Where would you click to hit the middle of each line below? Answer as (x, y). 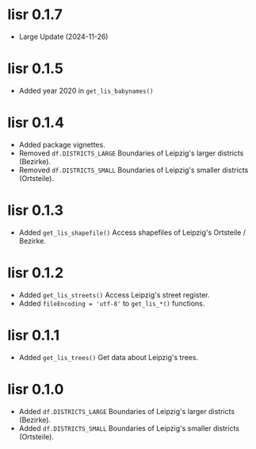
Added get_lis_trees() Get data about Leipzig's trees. (109, 357)
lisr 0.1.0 (36, 389)
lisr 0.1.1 (34, 335)
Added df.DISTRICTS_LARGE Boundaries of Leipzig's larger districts (127, 411)
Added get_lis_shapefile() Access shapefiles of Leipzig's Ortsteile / (132, 232)
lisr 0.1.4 (36, 123)
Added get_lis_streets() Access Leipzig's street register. (114, 294)
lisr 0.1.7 (35, 15)
